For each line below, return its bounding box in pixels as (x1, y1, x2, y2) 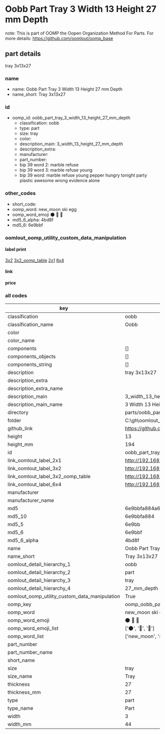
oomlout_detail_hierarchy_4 (7, 585, 71, 592)
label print (5, 246, 27, 252)
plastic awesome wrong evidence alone (19, 178, 100, 183)
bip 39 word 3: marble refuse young (19, 167, 93, 173)
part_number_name (7, 649, 53, 656)
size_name (7, 673, 32, 680)
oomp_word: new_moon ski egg (12, 206, 77, 212)
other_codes (5, 190, 36, 197)
